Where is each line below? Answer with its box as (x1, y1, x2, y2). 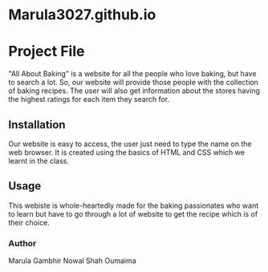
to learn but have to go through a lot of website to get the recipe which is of (8, 209, 258, 218)
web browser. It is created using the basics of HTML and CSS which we (8, 147, 245, 157)
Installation (8, 118, 66, 132)
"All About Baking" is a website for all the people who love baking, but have (8, 69, 257, 79)
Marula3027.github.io (8, 6, 156, 24)
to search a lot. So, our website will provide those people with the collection (8, 78, 258, 87)
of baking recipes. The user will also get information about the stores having (8, 86, 261, 95)
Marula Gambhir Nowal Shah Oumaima (8, 256, 136, 266)
